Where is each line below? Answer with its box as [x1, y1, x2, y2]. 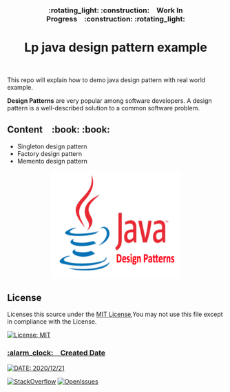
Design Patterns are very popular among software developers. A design [7, 96, 212, 105]
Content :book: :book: [7, 124, 110, 136]
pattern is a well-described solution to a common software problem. [7, 104, 200, 112]
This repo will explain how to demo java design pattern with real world [7, 75, 206, 84]
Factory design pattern [17, 149, 83, 157]
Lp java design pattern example [23, 40, 208, 55]
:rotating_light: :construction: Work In [48, 6, 183, 15]
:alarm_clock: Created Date [7, 348, 105, 357]
